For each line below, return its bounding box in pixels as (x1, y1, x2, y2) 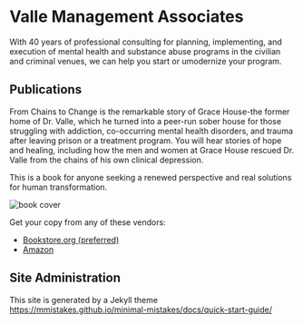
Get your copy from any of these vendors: (9, 216, 166, 228)
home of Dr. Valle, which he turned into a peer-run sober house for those (9, 115, 282, 126)
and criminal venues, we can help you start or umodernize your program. (9, 55, 282, 66)
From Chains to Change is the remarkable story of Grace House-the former (9, 106, 290, 117)
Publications (9, 82, 83, 97)
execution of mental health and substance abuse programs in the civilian (9, 45, 281, 56)
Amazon (22, 243, 54, 255)
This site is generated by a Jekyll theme (9, 294, 159, 305)
